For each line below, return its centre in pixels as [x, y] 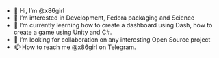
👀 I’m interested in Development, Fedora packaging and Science [104, 18]
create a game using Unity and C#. [63, 32]
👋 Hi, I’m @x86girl [39, 11]
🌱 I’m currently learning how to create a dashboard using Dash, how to [113, 25]
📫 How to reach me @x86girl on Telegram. [75, 47]
